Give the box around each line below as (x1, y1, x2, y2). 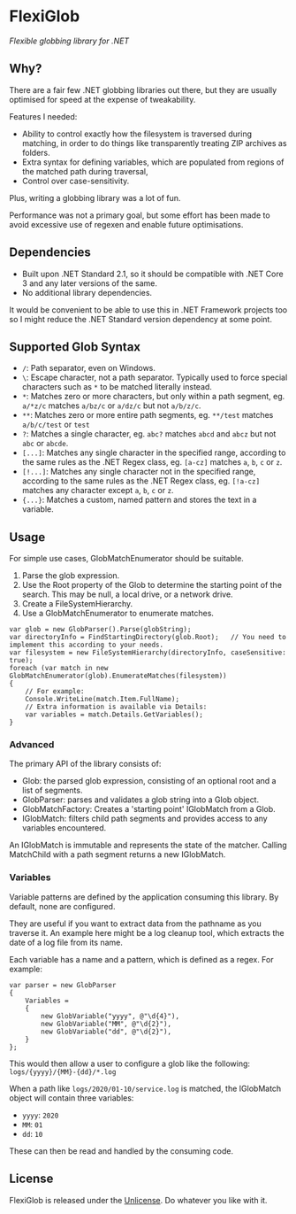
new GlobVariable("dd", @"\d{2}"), (41, 1027, 172, 1036)
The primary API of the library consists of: (9, 759, 162, 769)
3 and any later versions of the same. (21, 277, 157, 289)
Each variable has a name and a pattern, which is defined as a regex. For (9, 954, 274, 964)
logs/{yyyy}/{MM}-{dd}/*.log (9, 1067, 117, 1077)
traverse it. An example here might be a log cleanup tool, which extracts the (9, 927, 285, 938)
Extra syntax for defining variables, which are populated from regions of (21, 157, 285, 167)
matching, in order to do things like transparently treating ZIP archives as (21, 137, 287, 148)
